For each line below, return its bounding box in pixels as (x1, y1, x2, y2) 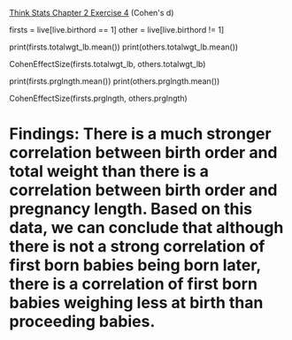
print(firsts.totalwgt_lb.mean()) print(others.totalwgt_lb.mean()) (9, 42, 239, 52)
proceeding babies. (9, 312, 156, 332)
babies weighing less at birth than (9, 293, 264, 313)
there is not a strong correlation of (9, 237, 265, 257)
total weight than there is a (9, 162, 210, 182)
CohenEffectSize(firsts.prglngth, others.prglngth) (9, 93, 188, 103)
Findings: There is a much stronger (9, 124, 272, 144)
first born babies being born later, (9, 255, 261, 276)
